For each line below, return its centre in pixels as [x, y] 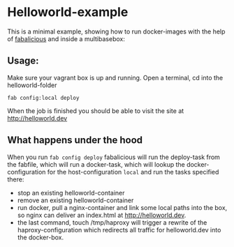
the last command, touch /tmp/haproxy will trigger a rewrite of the [112, 222]
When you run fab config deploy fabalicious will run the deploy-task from [114, 157]
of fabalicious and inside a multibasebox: [66, 38]
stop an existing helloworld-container [71, 193]
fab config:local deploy [43, 98]
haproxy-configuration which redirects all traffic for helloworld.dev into [119, 230]
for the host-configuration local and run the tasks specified [133, 172]
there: [16, 179]
